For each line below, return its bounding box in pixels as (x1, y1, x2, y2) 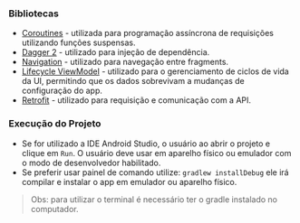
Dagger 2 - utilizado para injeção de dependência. (21, 47, 210, 58)
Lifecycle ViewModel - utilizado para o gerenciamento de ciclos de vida (21, 66, 289, 77)
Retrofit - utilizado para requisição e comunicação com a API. (21, 95, 251, 106)
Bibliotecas (8, 7, 60, 20)
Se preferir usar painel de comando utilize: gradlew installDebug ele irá (21, 166, 289, 178)
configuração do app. (21, 85, 103, 97)
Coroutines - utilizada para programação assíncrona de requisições (21, 28, 274, 39)
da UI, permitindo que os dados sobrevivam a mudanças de (21, 76, 246, 87)
